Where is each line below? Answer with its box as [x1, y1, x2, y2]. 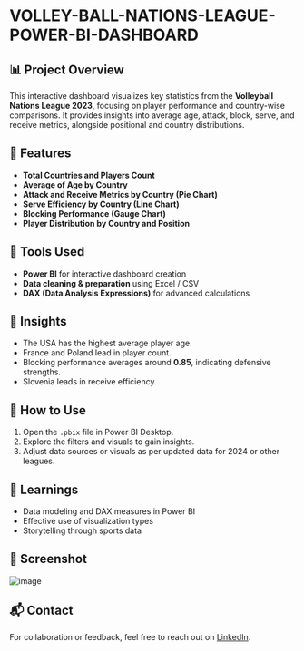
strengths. [22, 366, 62, 377]
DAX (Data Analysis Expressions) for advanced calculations [22, 287, 250, 298]
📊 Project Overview [9, 62, 124, 77]
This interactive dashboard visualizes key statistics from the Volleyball [9, 91, 274, 101]
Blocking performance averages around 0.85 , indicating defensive [22, 357, 271, 368]
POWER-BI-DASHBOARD [9, 24, 200, 45]
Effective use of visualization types [22, 516, 154, 527]
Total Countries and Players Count [22, 170, 156, 180]
